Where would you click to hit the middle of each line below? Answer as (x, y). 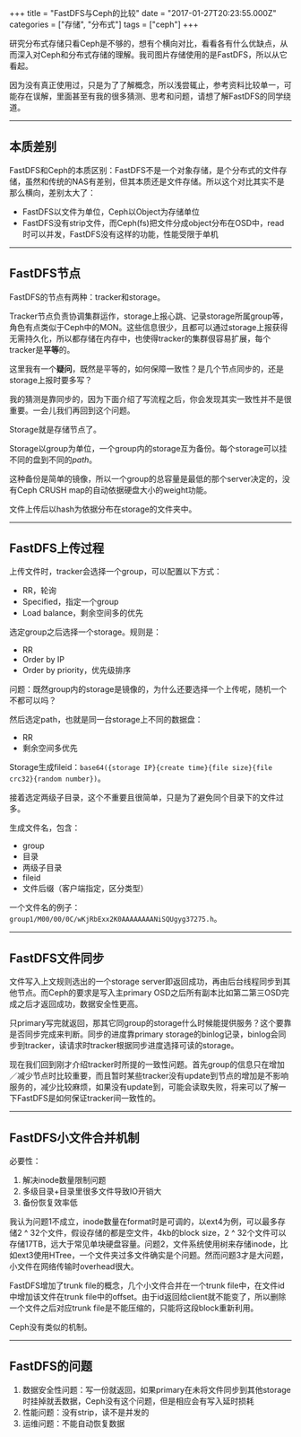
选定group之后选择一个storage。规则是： (85, 632)
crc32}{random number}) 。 (57, 778)
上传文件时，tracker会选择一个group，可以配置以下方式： (116, 572)
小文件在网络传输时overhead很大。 (74, 1266)
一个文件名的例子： (45, 907)
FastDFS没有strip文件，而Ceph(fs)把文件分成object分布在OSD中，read (153, 223)
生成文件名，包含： (45, 828)
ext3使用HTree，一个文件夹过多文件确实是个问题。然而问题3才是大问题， (152, 1256)
